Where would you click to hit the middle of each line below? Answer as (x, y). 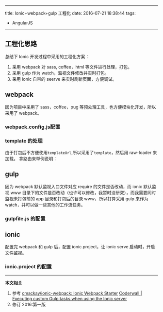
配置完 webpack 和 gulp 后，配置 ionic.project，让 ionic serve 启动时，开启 (80, 247)
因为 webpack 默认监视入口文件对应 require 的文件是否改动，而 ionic (73, 186)
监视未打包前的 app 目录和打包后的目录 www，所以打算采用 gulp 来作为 (77, 199)
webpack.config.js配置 (33, 127)
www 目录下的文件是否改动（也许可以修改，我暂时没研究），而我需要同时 (83, 192)
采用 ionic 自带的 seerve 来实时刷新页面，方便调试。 (64, 79)
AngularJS (22, 23)
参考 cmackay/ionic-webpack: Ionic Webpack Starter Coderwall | (77, 293)
